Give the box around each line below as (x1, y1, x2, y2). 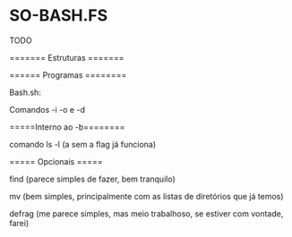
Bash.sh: (9, 87, 42, 97)
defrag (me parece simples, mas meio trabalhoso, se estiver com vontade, (9, 207, 284, 219)
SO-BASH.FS (9, 5, 108, 26)
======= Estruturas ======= (9, 52, 125, 63)
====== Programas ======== (9, 69, 127, 80)
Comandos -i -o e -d (9, 104, 85, 114)
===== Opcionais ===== (9, 156, 103, 166)
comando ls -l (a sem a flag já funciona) (9, 139, 157, 149)
